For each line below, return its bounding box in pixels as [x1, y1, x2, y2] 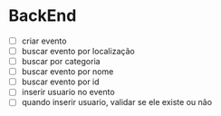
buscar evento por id [21, 76, 101, 87]
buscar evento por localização [21, 46, 135, 56]
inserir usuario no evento [21, 87, 115, 98]
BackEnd [8, 5, 77, 26]
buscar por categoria [21, 56, 101, 67]
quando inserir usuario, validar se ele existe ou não [21, 97, 213, 108]
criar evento [21, 35, 67, 46]
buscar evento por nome [21, 66, 114, 77]
